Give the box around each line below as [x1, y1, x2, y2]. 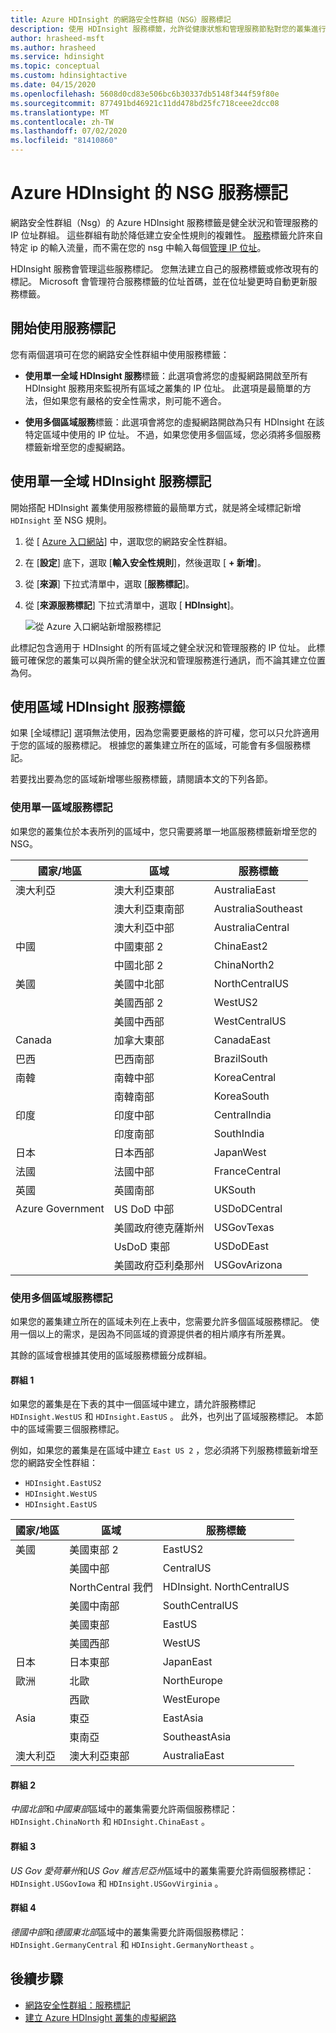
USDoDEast [213, 1239, 269, 1253]
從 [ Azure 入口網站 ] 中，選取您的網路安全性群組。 [24, 535, 233, 547]
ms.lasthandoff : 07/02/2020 [10, 126, 128, 136]
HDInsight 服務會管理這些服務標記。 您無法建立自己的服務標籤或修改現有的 [10, 262, 319, 275]
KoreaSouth [213, 1089, 270, 1103]
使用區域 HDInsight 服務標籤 [10, 698, 186, 715]
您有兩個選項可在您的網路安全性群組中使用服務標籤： [10, 348, 230, 360]
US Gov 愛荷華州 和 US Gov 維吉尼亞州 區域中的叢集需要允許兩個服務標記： [10, 1864, 315, 1876]
